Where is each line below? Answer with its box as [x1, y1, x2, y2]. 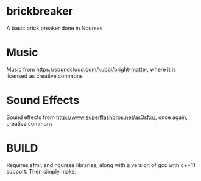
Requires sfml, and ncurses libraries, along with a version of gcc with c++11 [6, 161, 196, 168]
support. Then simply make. [6, 168, 77, 175]
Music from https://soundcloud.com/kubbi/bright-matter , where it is [6, 66, 177, 73]
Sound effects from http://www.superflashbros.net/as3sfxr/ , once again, [6, 114, 188, 121]
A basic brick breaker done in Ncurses [6, 24, 103, 32]
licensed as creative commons [6, 72, 83, 80]
